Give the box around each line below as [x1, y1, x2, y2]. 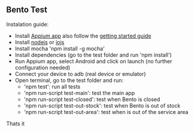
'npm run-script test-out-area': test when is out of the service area [23, 108, 189, 115]
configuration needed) [14, 64, 71, 71]
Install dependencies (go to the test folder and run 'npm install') [14, 51, 172, 59]
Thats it [6, 119, 25, 127]
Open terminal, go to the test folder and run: [14, 76, 124, 84]
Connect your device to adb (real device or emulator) [14, 70, 146, 77]
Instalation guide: [6, 20, 49, 27]
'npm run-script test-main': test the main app [23, 89, 135, 96]
